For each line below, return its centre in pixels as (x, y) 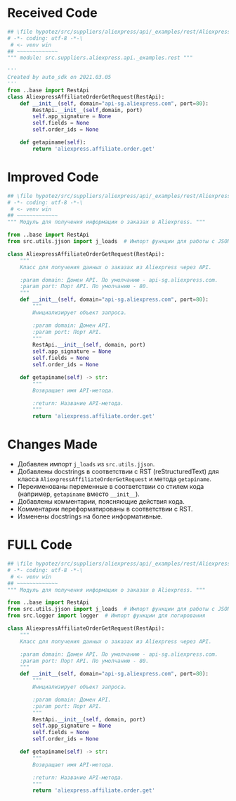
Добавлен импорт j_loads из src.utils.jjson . (86, 464)
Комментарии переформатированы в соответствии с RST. (105, 509)
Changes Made (53, 445)
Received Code (52, 13)
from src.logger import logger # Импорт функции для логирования (106, 616)
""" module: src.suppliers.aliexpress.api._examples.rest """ (100, 58)
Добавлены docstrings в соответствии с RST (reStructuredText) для (118, 472)
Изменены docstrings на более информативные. (90, 516)
